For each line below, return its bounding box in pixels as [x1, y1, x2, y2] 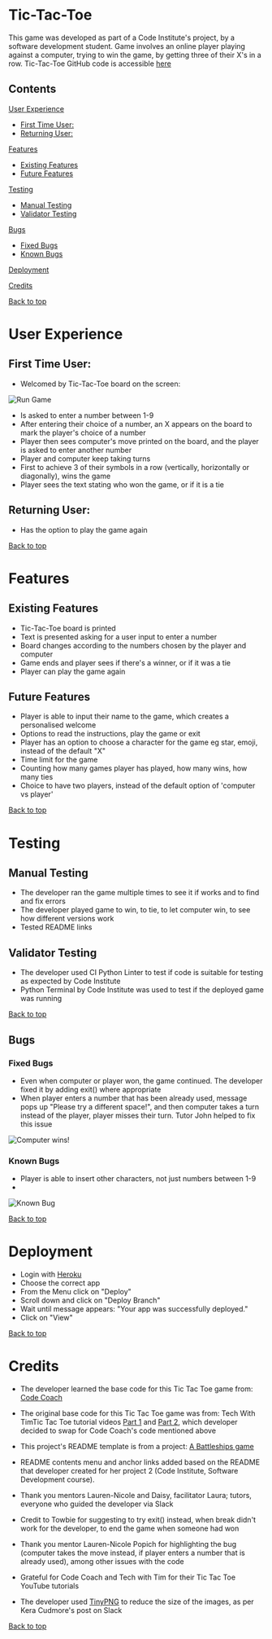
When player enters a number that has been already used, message [19, 1093, 248, 1103]
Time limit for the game [19, 755, 98, 765]
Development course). [19, 1474, 95, 1484]
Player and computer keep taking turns [19, 454, 151, 464]
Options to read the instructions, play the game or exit [19, 729, 201, 739]
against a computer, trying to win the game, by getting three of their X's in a [8, 50, 261, 59]
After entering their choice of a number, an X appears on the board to [19, 419, 253, 428]
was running [19, 994, 63, 1004]
